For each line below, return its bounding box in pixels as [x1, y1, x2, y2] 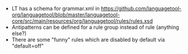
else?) [11, 30, 27, 37]
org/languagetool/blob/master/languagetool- [11, 11, 120, 18]
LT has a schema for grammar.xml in [11, 5, 100, 12]
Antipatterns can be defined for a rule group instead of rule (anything [11, 23, 179, 31]
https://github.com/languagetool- [100, 5, 182, 12]
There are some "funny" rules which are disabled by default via [11, 36, 165, 43]
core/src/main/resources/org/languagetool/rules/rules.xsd [11, 18, 153, 24]
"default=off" [11, 42, 44, 49]
